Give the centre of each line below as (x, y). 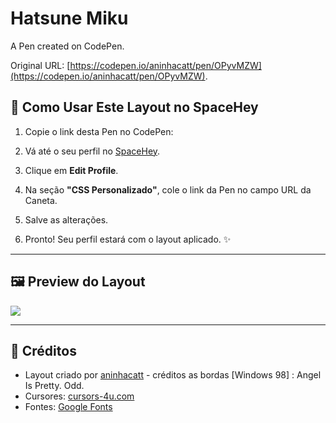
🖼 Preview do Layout (78, 282)
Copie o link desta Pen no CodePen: (99, 131)
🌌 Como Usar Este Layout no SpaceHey (134, 107)
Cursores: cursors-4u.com (79, 396)
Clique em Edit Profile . (71, 170)
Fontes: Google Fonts (68, 407)
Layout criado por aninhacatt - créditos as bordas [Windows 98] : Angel (173, 375)
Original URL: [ (40, 65)
